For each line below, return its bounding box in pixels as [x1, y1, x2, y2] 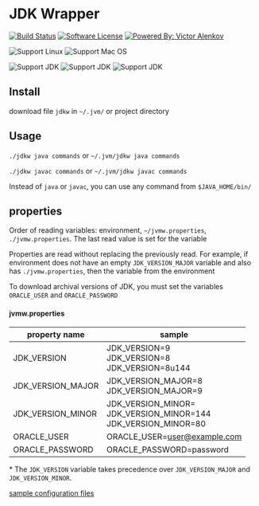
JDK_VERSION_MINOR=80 [106, 418, 206, 429]
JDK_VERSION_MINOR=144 [106, 408, 211, 419]
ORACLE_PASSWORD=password [106, 444, 230, 455]
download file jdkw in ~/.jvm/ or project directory [9, 106, 170, 116]
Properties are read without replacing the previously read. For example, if [9, 249, 249, 259]
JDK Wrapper [9, 5, 100, 23]
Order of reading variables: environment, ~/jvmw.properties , [9, 226, 207, 235]
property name [27, 328, 86, 339]
